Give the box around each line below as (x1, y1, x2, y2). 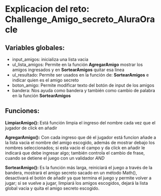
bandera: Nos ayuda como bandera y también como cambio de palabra (12, 88, 156, 93)
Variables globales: (5, 43, 65, 52)
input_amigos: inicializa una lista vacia (12, 57, 89, 62)
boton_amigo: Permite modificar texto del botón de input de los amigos (12, 82, 155, 88)
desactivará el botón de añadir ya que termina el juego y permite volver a (5, 175, 152, 181)
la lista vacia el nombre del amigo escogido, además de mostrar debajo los (5, 139, 155, 145)
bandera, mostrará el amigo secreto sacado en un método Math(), (5, 170, 137, 176)
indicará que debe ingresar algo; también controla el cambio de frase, (5, 150, 145, 156)
